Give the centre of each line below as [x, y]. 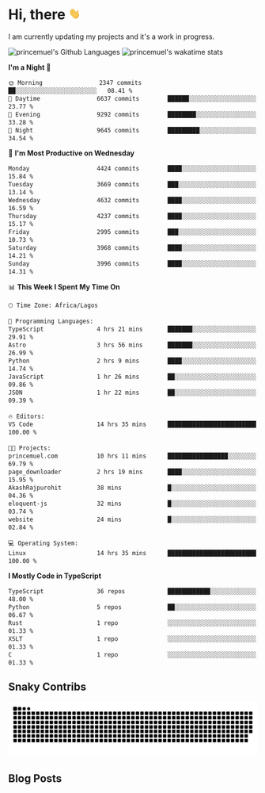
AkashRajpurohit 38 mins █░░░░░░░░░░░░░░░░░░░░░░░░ [132, 488]
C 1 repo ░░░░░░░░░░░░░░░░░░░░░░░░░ [132, 655]
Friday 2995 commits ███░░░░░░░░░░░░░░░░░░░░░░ [132, 232]
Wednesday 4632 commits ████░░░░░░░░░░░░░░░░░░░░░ [132, 200]
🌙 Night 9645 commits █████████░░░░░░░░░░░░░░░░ [132, 130]
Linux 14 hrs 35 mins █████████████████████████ [132, 553]
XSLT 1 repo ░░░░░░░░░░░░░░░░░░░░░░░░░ [132, 639]
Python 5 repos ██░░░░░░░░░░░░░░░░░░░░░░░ [132, 607]
